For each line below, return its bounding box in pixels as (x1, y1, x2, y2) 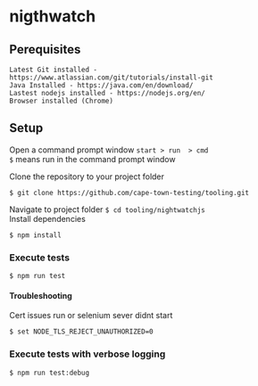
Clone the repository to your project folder (9, 171, 165, 182)
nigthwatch (9, 6, 96, 27)
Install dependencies (9, 213, 87, 224)
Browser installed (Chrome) (9, 96, 114, 105)
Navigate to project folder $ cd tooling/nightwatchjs (9, 203, 205, 215)
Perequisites (9, 42, 81, 57)
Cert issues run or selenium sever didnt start (9, 310, 173, 321)
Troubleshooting (9, 290, 73, 300)
